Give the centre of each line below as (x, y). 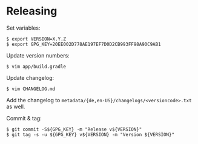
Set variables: (23, 28)
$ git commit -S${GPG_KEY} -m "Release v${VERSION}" (74, 129)
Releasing (32, 11)
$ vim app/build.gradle (36, 67)
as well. (16, 106)
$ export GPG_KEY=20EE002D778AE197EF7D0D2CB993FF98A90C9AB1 (84, 44)
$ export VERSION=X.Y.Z (36, 39)
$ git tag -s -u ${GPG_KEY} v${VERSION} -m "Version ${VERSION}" (90, 134)
